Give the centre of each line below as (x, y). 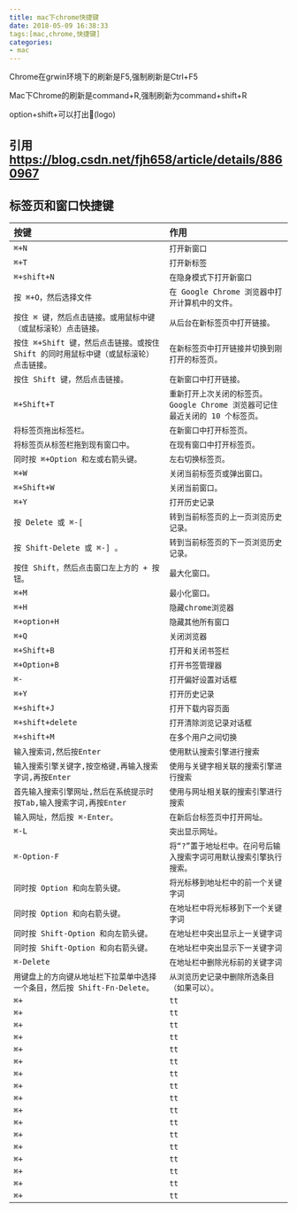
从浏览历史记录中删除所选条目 (222, 977)
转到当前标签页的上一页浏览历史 (226, 517)
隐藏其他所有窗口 (199, 622)
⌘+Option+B (36, 665)
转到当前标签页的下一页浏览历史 (226, 543)
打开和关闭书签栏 (199, 651)
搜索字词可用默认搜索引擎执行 (229, 857)
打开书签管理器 (196, 665)
